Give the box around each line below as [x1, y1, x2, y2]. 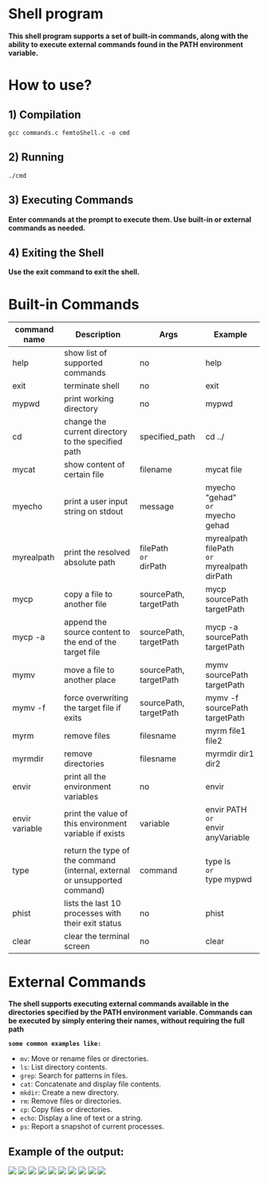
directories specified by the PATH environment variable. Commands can [8, 1008, 253, 1017]
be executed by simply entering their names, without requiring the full [8, 1016, 245, 1026]
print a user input [63, 496, 128, 507]
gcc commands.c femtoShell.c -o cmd [8, 128, 130, 136]
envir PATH [205, 804, 247, 815]
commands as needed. [8, 223, 86, 232]
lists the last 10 [63, 898, 121, 909]
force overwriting [63, 692, 129, 704]
